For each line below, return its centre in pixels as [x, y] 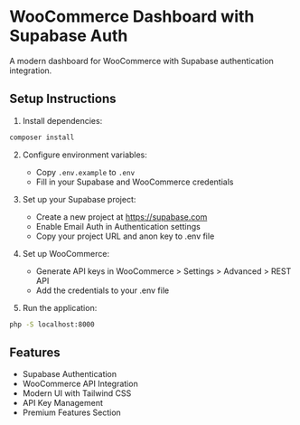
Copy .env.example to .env [85, 172]
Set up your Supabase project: [79, 199]
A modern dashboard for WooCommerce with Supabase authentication [141, 61]
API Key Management [63, 403]
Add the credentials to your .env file [103, 290]
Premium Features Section [72, 412]
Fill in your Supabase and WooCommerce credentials [135, 182]
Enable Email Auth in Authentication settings [118, 226]
